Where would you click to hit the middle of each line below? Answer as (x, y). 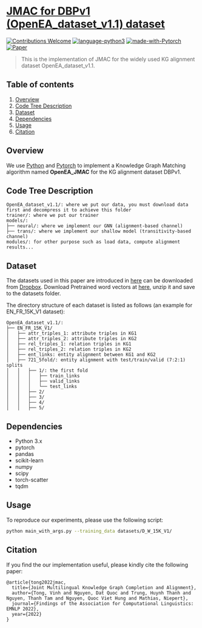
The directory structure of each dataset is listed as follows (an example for (99, 305)
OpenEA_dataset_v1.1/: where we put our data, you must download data (97, 205)
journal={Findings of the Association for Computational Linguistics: (103, 603)
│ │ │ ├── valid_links (43, 381)
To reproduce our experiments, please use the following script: (85, 520)
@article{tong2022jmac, (36, 582)
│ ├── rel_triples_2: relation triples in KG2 (69, 350)
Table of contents (40, 85)
